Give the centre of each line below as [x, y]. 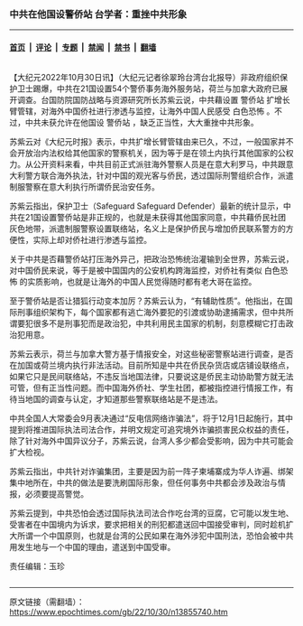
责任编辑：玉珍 [37, 565]
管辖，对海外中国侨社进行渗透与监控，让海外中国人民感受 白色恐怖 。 [146, 111]
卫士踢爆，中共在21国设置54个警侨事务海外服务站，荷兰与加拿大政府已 [148, 89]
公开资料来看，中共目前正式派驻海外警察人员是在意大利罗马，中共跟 [159, 164]
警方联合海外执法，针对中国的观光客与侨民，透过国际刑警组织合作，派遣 [159, 175]
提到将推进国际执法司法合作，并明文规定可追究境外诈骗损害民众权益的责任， [151, 429]
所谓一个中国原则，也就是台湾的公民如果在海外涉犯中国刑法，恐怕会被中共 [155, 536]
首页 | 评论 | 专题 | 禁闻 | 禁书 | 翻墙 [83, 47]
